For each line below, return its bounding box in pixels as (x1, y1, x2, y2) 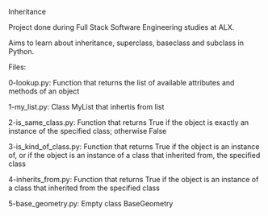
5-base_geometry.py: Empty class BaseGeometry (8, 199, 174, 208)
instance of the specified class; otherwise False (8, 127, 167, 135)
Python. (8, 47, 35, 56)
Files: (8, 62, 27, 72)
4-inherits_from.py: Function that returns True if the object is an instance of (8, 175, 259, 184)
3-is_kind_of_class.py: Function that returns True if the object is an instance (8, 142, 260, 152)
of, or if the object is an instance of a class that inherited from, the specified (8, 151, 261, 160)
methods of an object (8, 86, 80, 96)
